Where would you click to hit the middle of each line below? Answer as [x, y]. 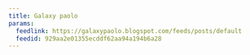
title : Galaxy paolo [44, 16]
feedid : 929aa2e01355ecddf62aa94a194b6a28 [89, 38]
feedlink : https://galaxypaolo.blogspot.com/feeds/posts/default [129, 31]
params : [22, 23]
